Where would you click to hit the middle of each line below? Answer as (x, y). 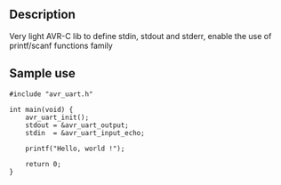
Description (42, 15)
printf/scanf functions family (61, 45)
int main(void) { (41, 109)
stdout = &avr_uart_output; (77, 125)
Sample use (42, 73)
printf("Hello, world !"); (75, 149)
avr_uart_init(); (57, 117)
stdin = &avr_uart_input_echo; (85, 133)
